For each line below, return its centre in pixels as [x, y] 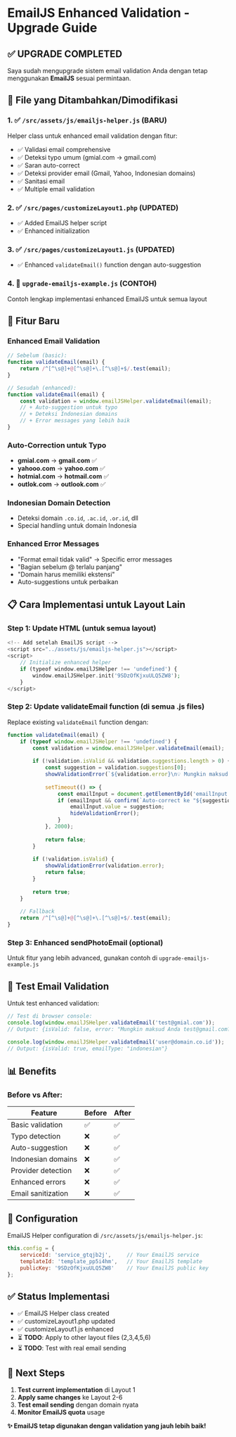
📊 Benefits [32, 1071]
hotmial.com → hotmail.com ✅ [63, 476]
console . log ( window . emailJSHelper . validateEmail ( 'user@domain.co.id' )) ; [116, 1042]
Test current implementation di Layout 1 [76, 1390]
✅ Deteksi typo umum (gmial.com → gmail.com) [87, 157]
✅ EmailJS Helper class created [64, 1313]
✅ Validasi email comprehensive [64, 149]
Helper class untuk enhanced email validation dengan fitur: [92, 136]
